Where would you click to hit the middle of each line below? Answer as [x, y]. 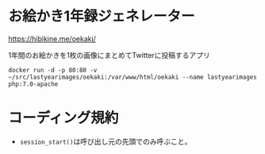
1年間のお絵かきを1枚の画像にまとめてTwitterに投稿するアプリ [109, 55]
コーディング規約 [63, 118]
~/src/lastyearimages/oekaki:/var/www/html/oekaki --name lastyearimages [133, 77]
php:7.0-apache [33, 84]
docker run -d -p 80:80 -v [53, 70]
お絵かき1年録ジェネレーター [102, 16]
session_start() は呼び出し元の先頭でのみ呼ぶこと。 [106, 141]
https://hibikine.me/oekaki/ [52, 38]
